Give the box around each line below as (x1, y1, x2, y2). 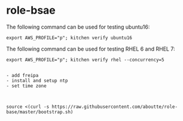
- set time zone (6, 83, 47, 89)
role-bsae (6, 4, 56, 17)
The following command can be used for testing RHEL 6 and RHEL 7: (6, 45, 175, 52)
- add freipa (6, 72, 39, 78)
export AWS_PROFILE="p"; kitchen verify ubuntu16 (6, 35, 133, 41)
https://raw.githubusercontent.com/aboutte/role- (51, 104, 178, 110)
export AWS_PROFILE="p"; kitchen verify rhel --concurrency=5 (6, 57, 164, 63)
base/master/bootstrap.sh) (6, 108, 74, 115)
